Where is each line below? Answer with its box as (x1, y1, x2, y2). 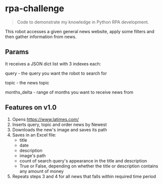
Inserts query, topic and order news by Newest (12, 122, 107, 127)
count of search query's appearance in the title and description (19, 158, 147, 164)
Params (5, 48, 29, 56)
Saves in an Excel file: (12, 132, 56, 138)
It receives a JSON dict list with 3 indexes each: (5, 61, 101, 66)
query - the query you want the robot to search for (5, 70, 107, 76)
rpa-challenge (5, 3, 65, 14)
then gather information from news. (5, 34, 77, 40)
